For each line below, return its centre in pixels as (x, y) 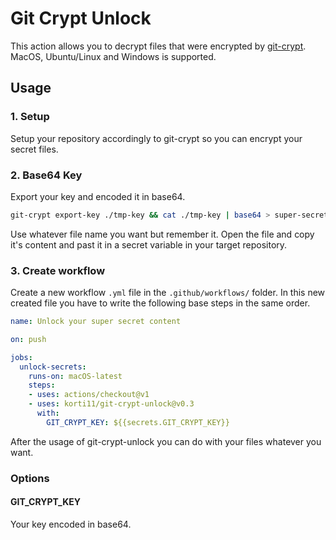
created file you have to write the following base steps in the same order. (160, 303)
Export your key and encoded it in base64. (98, 196)
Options (30, 478)
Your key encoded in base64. (71, 524)
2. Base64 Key (46, 175)
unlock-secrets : (53, 367)
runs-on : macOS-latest (75, 376)
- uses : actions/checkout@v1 (89, 395)
